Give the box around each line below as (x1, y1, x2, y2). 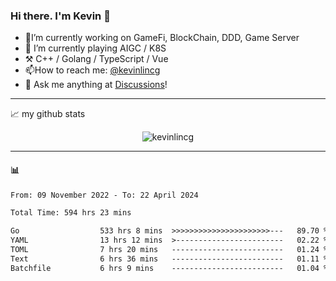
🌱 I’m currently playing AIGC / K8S (24, 42, 167, 54)
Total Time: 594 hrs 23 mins (10, 208, 132, 218)
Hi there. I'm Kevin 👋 (10, 9, 111, 23)
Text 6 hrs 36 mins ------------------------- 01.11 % (10, 254, 329, 264)
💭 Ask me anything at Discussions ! (24, 79, 168, 91)
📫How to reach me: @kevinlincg (24, 64, 161, 76)
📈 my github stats (10, 108, 86, 120)
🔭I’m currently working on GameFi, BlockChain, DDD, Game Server (24, 32, 300, 44)
